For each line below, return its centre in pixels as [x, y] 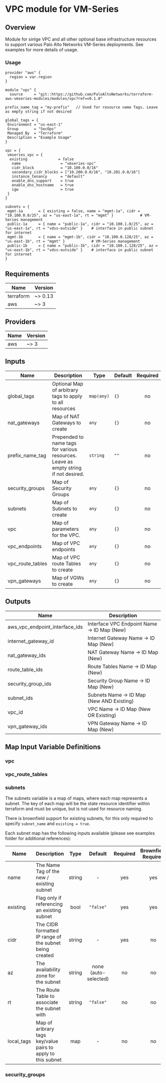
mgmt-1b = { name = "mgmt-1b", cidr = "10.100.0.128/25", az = [80, 237]
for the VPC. [66, 535]
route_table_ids [25, 669]
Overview [21, 27]
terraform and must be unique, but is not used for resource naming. [74, 809]
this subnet [49, 1060]
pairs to [44, 1047]
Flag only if [49, 898]
